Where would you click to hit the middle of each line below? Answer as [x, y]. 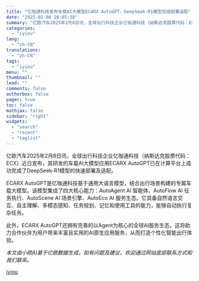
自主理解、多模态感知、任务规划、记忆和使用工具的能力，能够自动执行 [102, 205]
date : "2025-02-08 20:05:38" [42, 17]
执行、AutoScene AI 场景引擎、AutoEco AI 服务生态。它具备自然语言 [94, 198]
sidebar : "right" [27, 116]
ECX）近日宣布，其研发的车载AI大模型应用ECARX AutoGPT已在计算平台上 [96, 163]
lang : [13, 39]
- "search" [25, 127]
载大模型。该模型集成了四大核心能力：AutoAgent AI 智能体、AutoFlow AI [94, 190]
